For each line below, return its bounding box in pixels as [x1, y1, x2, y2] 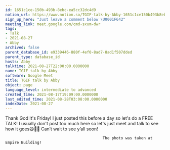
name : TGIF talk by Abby [5, 69, 58, 74]
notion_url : [5, 12, 30, 17]
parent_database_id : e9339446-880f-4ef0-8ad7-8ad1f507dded [5, 49, 133, 55]
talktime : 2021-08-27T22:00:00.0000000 [5, 64, 90, 69]
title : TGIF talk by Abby [5, 78, 60, 83]
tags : [5, 26, 17, 31]
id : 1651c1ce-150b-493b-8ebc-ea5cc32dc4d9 [5, 7, 96, 13]
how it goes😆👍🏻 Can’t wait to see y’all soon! [5, 126, 99, 132]
